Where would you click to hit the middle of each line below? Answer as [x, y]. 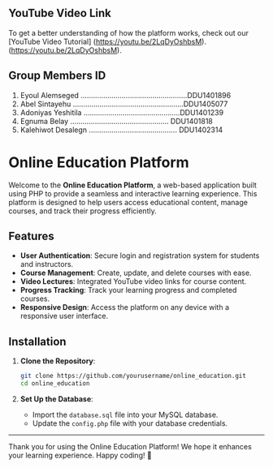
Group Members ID [57, 76]
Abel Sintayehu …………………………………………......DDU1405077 [124, 104]
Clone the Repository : [58, 361]
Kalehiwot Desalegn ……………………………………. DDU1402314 [121, 130]
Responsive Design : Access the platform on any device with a [125, 307]
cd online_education [55, 384]
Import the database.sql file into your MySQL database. [125, 414]
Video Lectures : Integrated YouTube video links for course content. [133, 281]
